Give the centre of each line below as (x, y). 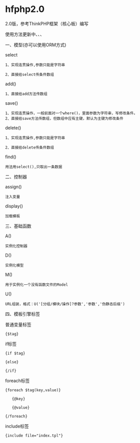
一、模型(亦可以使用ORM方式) (36, 45)
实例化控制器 (16, 246)
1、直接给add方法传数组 (26, 94)
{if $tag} (15, 353)
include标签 (17, 426)
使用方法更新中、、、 (25, 34)
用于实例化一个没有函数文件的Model (37, 285)
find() (11, 157)
